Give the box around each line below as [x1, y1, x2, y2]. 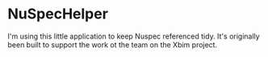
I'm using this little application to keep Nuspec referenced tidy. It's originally [7, 31, 260, 41]
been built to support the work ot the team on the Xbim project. [7, 39, 218, 49]
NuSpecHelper [7, 5, 108, 23]
